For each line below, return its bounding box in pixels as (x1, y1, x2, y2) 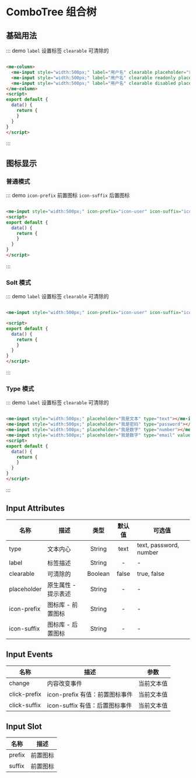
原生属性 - (47, 581, 76, 589)
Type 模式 (6, 385, 34, 393)
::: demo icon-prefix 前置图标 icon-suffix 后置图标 (6, 192, 130, 199)
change (9, 679, 30, 687)
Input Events (6, 650, 53, 660)
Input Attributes (6, 503, 65, 513)
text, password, (136, 541, 180, 549)
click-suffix (9, 701, 41, 709)
